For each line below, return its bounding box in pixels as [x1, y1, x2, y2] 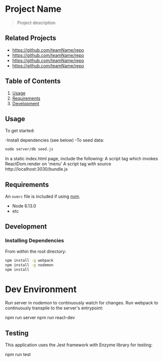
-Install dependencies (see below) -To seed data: [5, 137, 104, 143]
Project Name [5, 3, 62, 15]
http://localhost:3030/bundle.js [5, 166, 68, 172]
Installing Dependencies [5, 237, 65, 244]
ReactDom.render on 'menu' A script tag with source [5, 161, 112, 167]
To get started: [5, 128, 35, 134]
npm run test [5, 352, 31, 358]
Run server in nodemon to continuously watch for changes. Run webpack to [5, 300, 158, 306]
